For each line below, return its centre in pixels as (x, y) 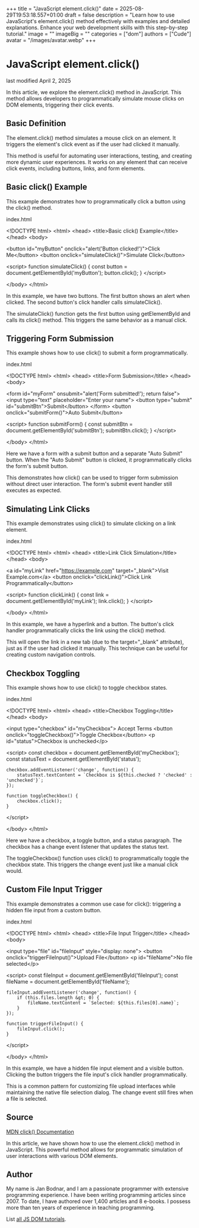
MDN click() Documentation (40, 1132)
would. (14, 871)
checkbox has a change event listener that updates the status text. (88, 847)
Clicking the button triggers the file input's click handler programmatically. (97, 1074)
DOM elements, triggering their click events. (60, 105)
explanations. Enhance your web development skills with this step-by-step (97, 27)
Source (20, 1117)
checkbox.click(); (40, 801)
